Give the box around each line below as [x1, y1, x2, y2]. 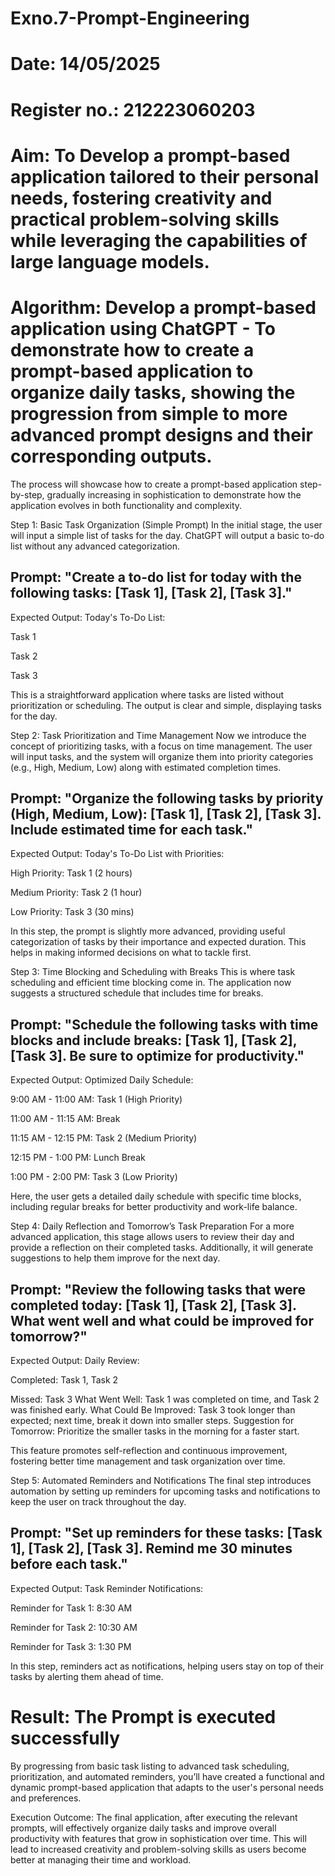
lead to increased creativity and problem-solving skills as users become [10, 1843, 307, 1855]
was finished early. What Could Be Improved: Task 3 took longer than [10, 1403, 296, 1416]
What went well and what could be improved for [10, 1312, 315, 1329]
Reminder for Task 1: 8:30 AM [10, 1602, 133, 1614]
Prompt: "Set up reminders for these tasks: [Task [10, 1525, 323, 1542]
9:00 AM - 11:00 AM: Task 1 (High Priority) [10, 1093, 183, 1106]
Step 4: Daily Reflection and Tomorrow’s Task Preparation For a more [10, 1220, 295, 1232]
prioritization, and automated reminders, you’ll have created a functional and [10, 1770, 325, 1782]
